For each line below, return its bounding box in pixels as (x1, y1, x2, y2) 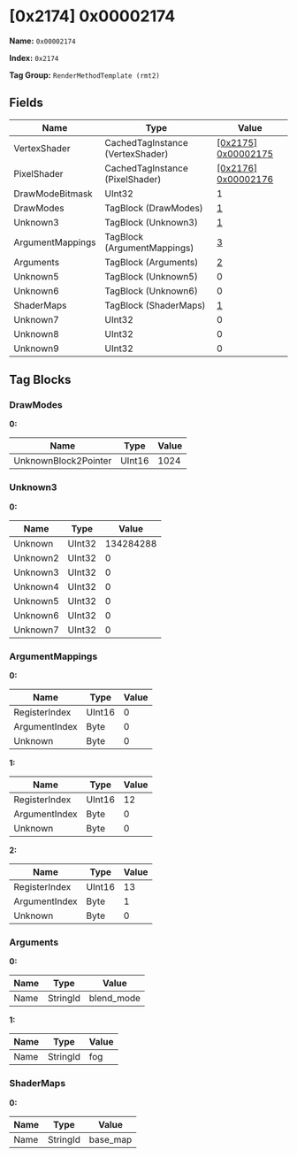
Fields (9, 96, 44, 111)
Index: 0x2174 (9, 52, 59, 63)
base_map (88, 1133, 133, 1146)
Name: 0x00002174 (9, 35, 77, 46)
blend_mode (88, 992, 141, 1005)
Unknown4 (13, 580, 59, 593)
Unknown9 (13, 342, 59, 355)
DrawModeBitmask (13, 188, 93, 200)
